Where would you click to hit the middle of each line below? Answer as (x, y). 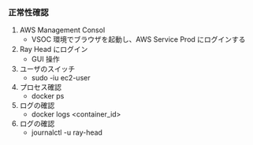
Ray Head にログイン (54, 50)
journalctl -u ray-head (67, 132)
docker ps (48, 96)
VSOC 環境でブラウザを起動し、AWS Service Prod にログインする (138, 39)
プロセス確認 (40, 87)
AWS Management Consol (62, 30)
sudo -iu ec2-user (61, 78)
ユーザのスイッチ (47, 69)
